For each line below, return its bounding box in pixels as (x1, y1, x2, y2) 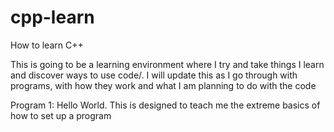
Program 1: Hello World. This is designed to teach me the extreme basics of (10, 99, 321, 111)
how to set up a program (10, 109, 112, 121)
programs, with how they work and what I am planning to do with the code (10, 79, 317, 91)
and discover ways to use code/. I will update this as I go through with (10, 69, 298, 81)
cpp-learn (10, 6, 95, 29)
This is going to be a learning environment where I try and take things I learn (10, 58, 325, 70)
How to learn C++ (10, 39, 84, 51)
